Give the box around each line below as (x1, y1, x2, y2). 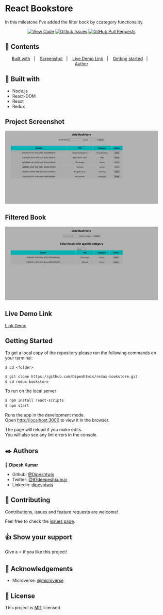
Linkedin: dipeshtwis (12, 481, 53, 488)
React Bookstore (5, 3, 73, 14)
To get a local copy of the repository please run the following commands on (5, 350, 157, 356)
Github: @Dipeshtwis (12, 471, 54, 477)
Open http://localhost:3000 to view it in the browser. (5, 417, 110, 423)
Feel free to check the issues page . (5, 518, 75, 524)
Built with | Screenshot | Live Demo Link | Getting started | (11, 56, 148, 61)
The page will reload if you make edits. (5, 427, 82, 433)
